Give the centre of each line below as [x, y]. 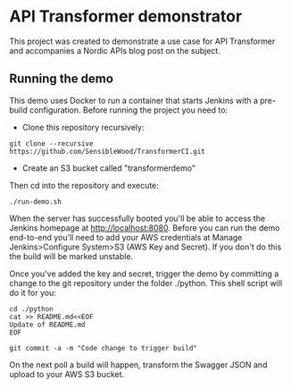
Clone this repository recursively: [83, 127]
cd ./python [31, 309]
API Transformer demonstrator [126, 17]
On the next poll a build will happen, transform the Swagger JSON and [138, 365]
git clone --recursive [51, 143]
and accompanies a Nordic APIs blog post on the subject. [115, 50]
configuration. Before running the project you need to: [129, 110]
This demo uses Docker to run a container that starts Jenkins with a [134, 100]
